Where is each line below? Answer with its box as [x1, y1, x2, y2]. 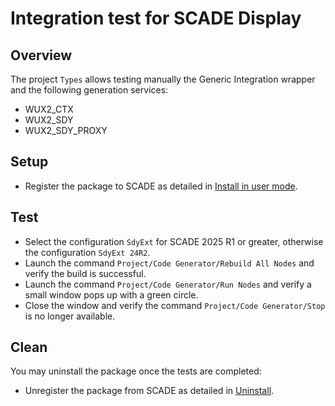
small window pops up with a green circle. [24, 288, 199, 301]
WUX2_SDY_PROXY [24, 125, 108, 136]
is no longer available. [24, 310, 116, 322]
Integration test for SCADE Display [10, 7, 302, 30]
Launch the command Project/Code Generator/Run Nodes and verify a [24, 278, 312, 290]
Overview [10, 47, 73, 64]
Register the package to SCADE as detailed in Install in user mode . [24, 180, 298, 192]
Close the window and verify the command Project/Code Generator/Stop [24, 299, 326, 311]
